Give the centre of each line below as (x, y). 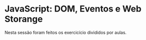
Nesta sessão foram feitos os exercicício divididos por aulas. (66, 32)
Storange (24, 19)
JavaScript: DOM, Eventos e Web (73, 9)
